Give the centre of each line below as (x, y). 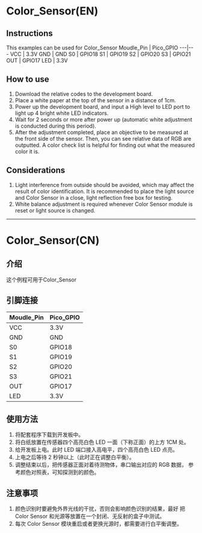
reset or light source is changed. (55, 210)
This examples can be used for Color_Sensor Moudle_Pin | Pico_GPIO (92, 48)
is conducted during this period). (55, 126)
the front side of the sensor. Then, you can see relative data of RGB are (103, 138)
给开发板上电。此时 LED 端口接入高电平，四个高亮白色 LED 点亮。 (96, 450)
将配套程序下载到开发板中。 (49, 435)
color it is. (27, 151)
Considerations (36, 171)
